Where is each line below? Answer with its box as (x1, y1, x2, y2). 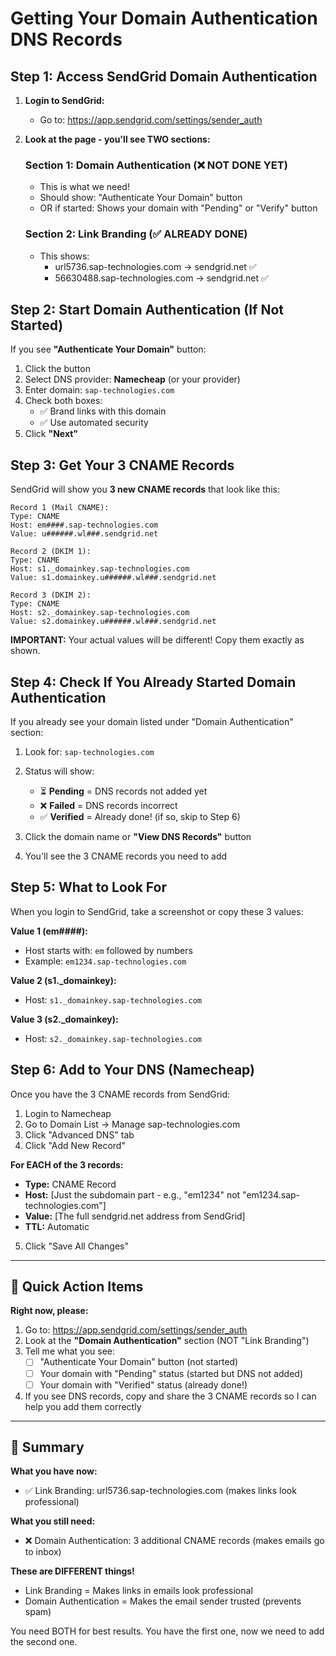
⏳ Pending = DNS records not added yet (39, 785, 208, 797)
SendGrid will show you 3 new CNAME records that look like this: (10, 483, 280, 496)
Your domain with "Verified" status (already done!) (39, 1378, 248, 1391)
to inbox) (24, 1546, 62, 1558)
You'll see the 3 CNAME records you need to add (24, 850, 228, 862)
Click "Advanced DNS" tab (24, 1128, 135, 1141)
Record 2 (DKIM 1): (10, 547, 92, 557)
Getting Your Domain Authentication (10, 7, 318, 30)
